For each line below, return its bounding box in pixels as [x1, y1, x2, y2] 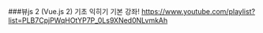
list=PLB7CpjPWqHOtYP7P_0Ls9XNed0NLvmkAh [8, 16, 168, 25]
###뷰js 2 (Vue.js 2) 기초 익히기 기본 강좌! [8, 7, 140, 16]
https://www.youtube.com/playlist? [141, 7, 255, 16]
